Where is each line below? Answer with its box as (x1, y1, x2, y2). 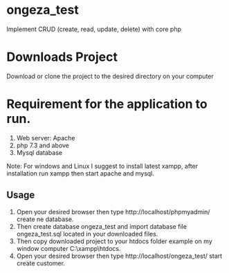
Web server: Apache (16, 133, 75, 142)
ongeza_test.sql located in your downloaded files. (16, 229, 158, 238)
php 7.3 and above (16, 141, 70, 149)
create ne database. (16, 215, 74, 223)
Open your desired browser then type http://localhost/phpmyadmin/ (16, 207, 210, 216)
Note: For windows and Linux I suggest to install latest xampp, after (6, 162, 199, 170)
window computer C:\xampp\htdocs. (16, 244, 122, 252)
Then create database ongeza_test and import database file (16, 222, 187, 230)
